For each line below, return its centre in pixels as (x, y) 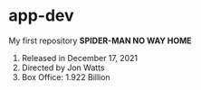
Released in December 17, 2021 (80, 58)
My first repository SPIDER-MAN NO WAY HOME (100, 40)
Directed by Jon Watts (63, 67)
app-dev (41, 16)
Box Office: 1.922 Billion (66, 76)
